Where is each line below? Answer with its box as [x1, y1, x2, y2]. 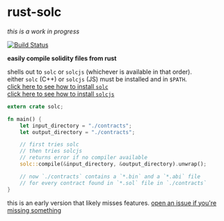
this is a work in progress [7, 27, 80, 35]
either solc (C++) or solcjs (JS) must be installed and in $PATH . [7, 74, 188, 83]
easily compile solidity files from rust [7, 54, 117, 63]
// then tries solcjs [19, 147, 82, 155]
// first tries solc [19, 141, 79, 148]
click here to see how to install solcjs [7, 90, 115, 98]
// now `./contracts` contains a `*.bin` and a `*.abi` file [19, 173, 200, 180]
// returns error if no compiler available [19, 154, 148, 161]
